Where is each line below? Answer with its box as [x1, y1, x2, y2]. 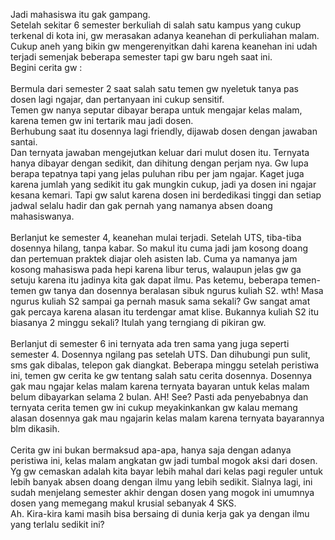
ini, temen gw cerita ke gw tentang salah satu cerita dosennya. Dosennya [10, 370, 312, 381]
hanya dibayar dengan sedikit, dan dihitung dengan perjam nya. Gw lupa [10, 157, 309, 169]
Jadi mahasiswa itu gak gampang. [10, 9, 151, 20]
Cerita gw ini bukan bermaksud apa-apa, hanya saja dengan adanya [10, 444, 292, 456]
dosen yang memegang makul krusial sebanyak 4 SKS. [10, 497, 237, 509]
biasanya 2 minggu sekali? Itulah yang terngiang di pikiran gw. [10, 317, 267, 328]
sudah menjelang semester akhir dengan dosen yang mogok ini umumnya [10, 487, 315, 498]
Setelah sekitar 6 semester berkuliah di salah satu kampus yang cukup [10, 19, 302, 31]
